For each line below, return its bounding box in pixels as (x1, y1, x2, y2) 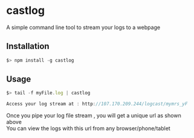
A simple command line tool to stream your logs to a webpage (6, 24, 161, 31)
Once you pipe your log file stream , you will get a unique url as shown (6, 112, 181, 119)
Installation (6, 41, 50, 51)
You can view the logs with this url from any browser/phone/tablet (6, 125, 170, 132)
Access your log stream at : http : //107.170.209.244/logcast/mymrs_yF (6, 101, 188, 107)
